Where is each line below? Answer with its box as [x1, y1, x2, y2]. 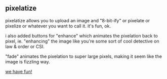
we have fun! [5, 68, 32, 74]
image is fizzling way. [5, 58, 50, 65]
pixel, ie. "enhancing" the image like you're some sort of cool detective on [5, 38, 159, 44]
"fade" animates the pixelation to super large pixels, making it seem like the [5, 53, 162, 59]
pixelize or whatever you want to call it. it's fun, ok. [5, 23, 111, 29]
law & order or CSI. [5, 43, 45, 50]
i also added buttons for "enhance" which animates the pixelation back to [5, 32, 158, 38]
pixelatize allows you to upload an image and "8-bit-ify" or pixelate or [5, 17, 150, 23]
